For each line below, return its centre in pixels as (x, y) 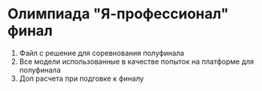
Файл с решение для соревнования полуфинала (102, 53)
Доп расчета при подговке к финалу (81, 78)
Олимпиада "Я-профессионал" (118, 14)
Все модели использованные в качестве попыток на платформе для (136, 61)
